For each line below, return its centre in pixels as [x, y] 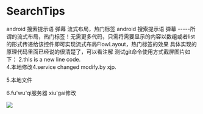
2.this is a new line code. [49, 59]
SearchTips [36, 11]
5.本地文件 [19, 80]
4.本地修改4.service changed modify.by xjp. [62, 67]
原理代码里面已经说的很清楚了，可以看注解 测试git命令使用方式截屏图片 [96, 52]
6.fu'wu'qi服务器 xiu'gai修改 [41, 93]
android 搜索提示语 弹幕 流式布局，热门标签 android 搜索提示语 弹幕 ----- [98, 29]
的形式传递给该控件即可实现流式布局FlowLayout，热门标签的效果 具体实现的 [101, 44]
